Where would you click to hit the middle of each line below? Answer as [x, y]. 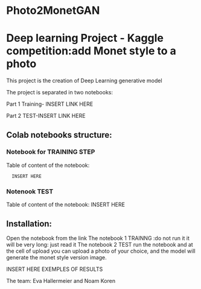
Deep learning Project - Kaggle [85, 38]
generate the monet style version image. [56, 257]
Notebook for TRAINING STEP [51, 152]
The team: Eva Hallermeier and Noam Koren [61, 281]
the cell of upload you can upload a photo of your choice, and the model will [101, 251]
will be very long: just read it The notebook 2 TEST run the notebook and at [100, 244]
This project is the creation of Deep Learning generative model [84, 81]
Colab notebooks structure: [59, 135]
